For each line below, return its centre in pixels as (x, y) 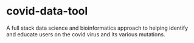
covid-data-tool (47, 11)
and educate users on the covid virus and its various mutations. (86, 34)
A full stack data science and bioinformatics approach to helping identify (97, 28)
